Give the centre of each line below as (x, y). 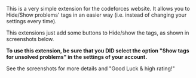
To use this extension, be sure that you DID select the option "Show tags (98, 51)
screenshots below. (30, 39)
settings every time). (31, 21)
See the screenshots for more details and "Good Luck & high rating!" (91, 68)
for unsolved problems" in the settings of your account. (77, 57)
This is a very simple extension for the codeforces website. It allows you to (98, 9)
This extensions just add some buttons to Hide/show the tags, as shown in (98, 33)
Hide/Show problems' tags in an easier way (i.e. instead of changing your (97, 15)
